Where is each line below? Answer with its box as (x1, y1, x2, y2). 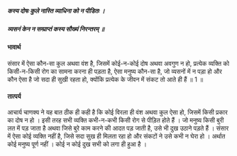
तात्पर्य (7, 91, 21, 100)
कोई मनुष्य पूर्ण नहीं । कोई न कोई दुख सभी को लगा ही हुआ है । (7, 140, 148, 149)
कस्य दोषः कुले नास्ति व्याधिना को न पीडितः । (7, 6, 105, 15)
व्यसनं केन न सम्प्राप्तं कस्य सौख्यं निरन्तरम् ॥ (7, 24, 105, 33)
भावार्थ (7, 43, 21, 52)
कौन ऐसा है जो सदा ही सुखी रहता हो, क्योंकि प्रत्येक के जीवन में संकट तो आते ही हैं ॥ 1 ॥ (7, 75, 204, 84)
